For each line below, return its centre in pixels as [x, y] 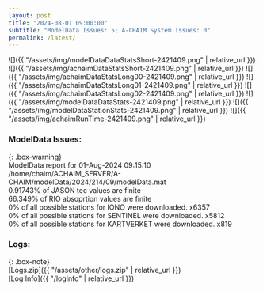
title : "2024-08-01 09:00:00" [58, 23]
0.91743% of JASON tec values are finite [74, 190]
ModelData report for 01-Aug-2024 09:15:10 [80, 165]
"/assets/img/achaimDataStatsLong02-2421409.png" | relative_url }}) [131, 94]
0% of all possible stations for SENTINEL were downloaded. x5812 [116, 215]
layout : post [30, 15]
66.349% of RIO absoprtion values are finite [80, 198]
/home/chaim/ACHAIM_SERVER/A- [65, 173]
